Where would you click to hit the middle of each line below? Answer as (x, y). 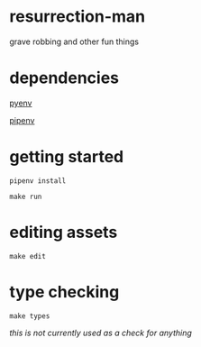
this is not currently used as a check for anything (100, 333)
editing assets (64, 233)
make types (30, 316)
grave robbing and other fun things (74, 41)
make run (26, 196)
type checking (64, 292)
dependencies (64, 78)
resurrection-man (78, 17)
